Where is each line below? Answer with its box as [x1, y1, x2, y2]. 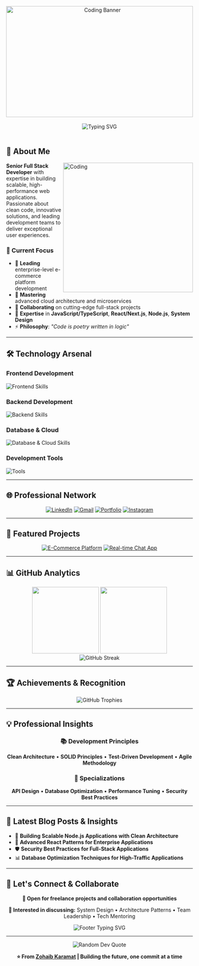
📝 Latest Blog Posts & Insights [6, 817, 118, 827]
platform [14, 278, 36, 286]
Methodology [82, 759, 117, 766]
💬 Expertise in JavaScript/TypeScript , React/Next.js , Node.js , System [14, 310, 191, 317]
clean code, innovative [6, 206, 62, 213]
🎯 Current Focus [6, 246, 54, 254]
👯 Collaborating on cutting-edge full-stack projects [14, 304, 141, 311]
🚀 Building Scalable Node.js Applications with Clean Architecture [14, 832, 179, 839]
